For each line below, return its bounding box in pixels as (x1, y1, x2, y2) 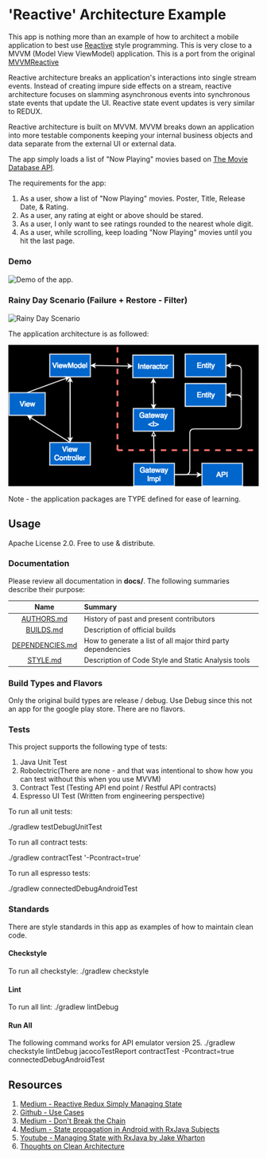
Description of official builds (83, 625, 176, 634)
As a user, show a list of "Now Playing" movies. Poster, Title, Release (19, 193, 246, 203)
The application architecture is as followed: (8, 329, 149, 338)
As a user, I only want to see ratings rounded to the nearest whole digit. (19, 219, 253, 228)
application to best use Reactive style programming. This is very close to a (8, 40, 253, 49)
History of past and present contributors (83, 614, 216, 623)
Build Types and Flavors (8, 677, 103, 689)
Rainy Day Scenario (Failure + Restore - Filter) (8, 295, 188, 306)
